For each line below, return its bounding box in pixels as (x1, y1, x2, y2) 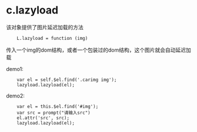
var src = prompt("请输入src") (16, 110, 91, 116)
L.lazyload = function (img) (16, 35, 88, 41)
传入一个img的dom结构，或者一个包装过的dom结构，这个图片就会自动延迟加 (6, 46, 191, 53)
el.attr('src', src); (16, 115, 69, 121)
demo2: (6, 92, 25, 99)
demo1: (6, 65, 24, 72)
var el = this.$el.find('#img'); (16, 103, 99, 109)
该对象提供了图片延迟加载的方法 (6, 23, 84, 31)
